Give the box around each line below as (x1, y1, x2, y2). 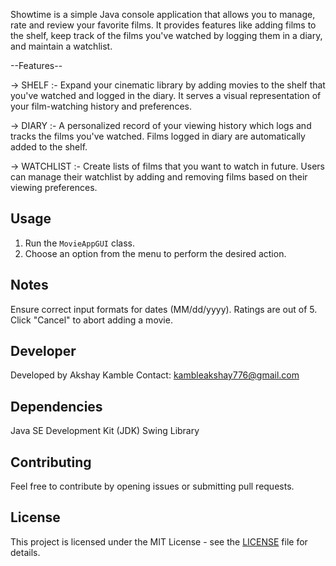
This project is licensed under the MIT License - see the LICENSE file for (10, 535, 308, 548)
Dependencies (10, 398, 103, 415)
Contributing (10, 454, 92, 471)
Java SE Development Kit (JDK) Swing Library (10, 425, 200, 437)
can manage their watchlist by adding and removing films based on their (10, 171, 308, 183)
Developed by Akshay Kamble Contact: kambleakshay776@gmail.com (10, 369, 300, 381)
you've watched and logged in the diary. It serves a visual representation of (10, 90, 322, 101)
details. (10, 546, 41, 558)
